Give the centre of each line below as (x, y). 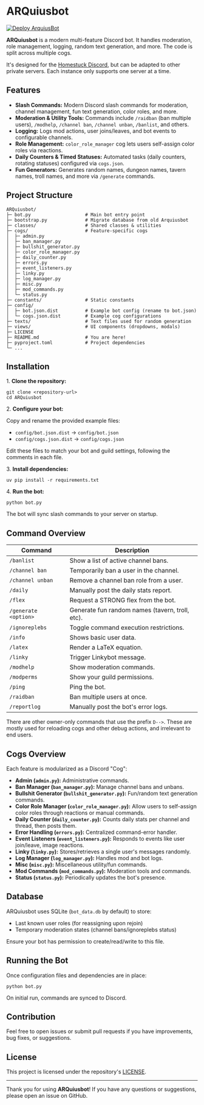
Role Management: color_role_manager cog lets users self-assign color (105, 144)
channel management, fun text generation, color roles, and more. (96, 111)
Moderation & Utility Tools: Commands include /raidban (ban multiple (103, 118)
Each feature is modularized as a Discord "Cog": (67, 768)
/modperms (23, 677)
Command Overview (46, 533)
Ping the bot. (88, 687)
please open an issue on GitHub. (47, 1096)
